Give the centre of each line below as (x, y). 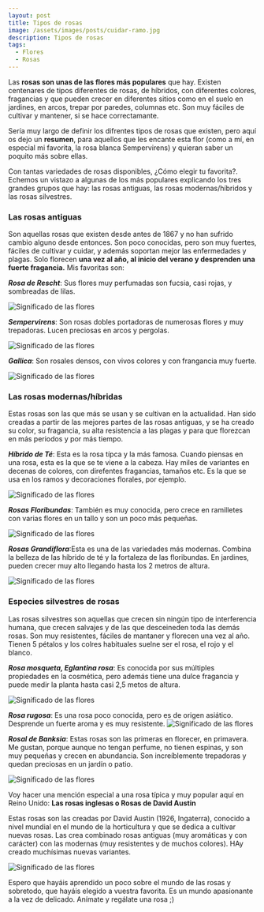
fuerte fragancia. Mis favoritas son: (66, 268)
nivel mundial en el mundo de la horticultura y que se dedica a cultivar (122, 827)
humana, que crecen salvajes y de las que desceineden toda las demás (124, 627)
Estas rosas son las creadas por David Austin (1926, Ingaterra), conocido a (129, 818)
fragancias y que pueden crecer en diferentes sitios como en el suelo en (126, 99)
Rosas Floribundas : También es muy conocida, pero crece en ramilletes (126, 510)
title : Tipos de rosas (45, 23)
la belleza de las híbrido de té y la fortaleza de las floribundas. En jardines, (129, 557)
